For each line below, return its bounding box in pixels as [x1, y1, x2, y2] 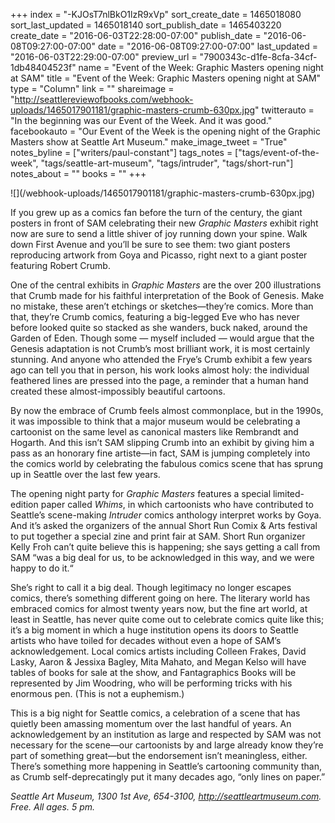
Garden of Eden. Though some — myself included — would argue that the [10, 332, 315, 344]
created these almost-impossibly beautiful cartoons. [10, 385, 226, 397]
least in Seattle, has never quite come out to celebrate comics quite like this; [10, 614, 325, 625]
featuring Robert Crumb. [10, 260, 111, 271]
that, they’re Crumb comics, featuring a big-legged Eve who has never [10, 311, 300, 323]
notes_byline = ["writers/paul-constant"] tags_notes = [10, 147, 233, 158]
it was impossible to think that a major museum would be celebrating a [10, 415, 301, 427]
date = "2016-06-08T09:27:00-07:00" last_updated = [97, 40, 318, 52]
